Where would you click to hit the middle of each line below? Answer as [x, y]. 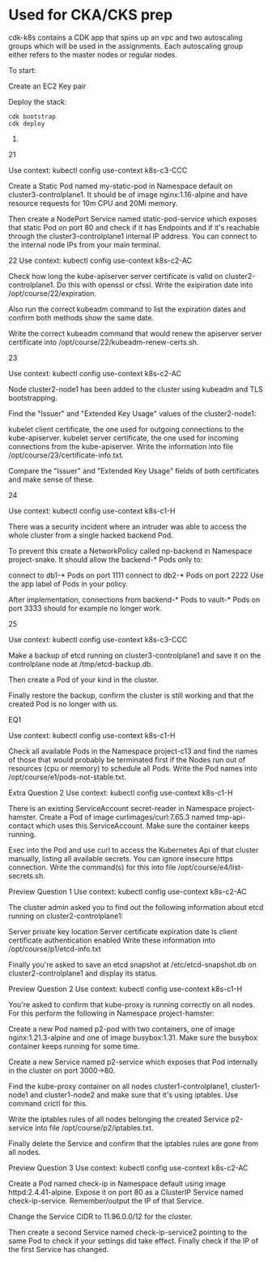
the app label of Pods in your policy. [68, 584]
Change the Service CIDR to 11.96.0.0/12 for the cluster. [100, 1216]
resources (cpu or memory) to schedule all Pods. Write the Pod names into [133, 768]
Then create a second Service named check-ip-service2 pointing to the [128, 1232]
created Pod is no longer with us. [64, 704]
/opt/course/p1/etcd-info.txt [55, 949]
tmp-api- [231, 817]
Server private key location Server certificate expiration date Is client [123, 931]
